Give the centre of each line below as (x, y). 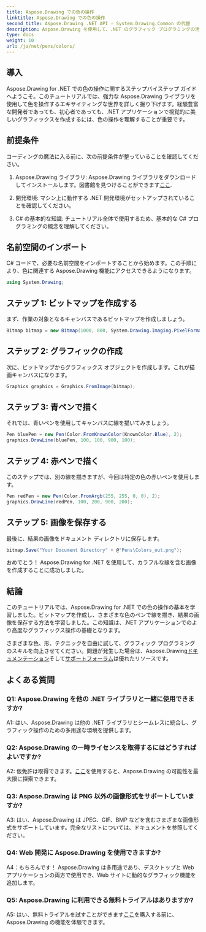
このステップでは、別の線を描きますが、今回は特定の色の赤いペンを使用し (100, 476)
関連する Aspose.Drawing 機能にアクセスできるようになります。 (114, 271)
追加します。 (22, 882)
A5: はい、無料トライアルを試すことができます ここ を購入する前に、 (92, 915)
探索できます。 (41, 779)
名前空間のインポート (47, 247)
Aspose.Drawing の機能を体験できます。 (57, 922)
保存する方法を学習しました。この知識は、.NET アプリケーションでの (104, 622)
